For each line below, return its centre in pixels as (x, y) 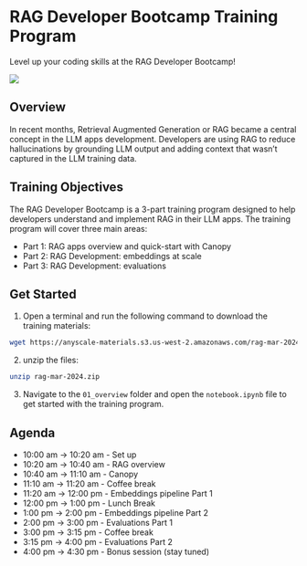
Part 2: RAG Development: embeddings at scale (112, 256)
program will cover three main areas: (79, 228)
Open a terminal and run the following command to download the (145, 316)
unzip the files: (51, 360)
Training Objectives (66, 188)
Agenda (32, 432)
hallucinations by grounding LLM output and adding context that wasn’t (143, 149)
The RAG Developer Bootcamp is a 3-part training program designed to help (153, 209)
